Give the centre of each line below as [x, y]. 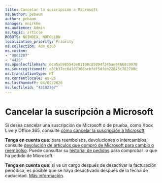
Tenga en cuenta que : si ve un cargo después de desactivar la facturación [81, 165]
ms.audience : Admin [25, 28]
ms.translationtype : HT [30, 74]
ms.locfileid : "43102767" [32, 87]
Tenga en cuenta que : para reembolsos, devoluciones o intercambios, [76, 140]
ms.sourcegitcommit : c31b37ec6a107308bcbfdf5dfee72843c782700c [71, 69]
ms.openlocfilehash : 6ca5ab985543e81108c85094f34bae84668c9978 [71, 64]
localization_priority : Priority [39, 42]
